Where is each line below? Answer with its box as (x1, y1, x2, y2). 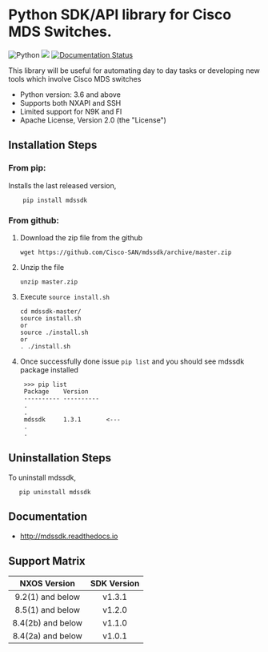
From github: (8, 215, 60, 226)
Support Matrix (8, 554, 86, 568)
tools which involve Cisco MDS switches (8, 74, 142, 83)
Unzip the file (19, 262, 65, 272)
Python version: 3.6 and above (19, 90, 122, 99)
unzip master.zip (19, 278, 78, 286)
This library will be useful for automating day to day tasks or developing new (8, 66, 260, 75)
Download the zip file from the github (19, 232, 143, 242)
